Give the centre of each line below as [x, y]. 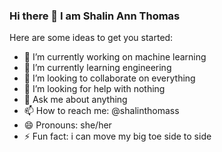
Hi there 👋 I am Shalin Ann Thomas [95, 16]
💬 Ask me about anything [75, 100]
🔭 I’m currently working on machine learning [115, 57]
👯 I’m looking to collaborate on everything [109, 78]
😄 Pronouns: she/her [67, 125]
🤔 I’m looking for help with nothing [94, 89]
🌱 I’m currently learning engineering [97, 68]
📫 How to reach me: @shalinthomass [101, 111]
